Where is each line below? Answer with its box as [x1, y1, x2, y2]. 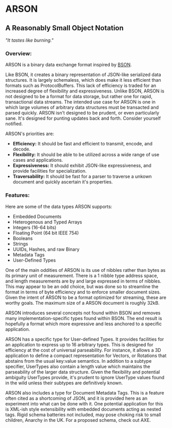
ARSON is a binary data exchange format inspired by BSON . [5, 62, 132, 68]
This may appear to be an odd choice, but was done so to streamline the [5, 283, 159, 289]
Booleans [12, 235, 33, 241]
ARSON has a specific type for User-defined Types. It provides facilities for [5, 336, 164, 342]
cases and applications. [12, 157, 63, 163]
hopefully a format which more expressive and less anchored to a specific [5, 321, 162, 327]
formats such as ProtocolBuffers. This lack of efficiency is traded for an [5, 83, 157, 89]
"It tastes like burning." [5, 37, 54, 43]
